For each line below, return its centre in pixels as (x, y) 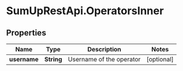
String (53, 59)
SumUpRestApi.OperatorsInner (85, 11)
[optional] (160, 59)
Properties (26, 33)
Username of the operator (104, 59)
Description (104, 49)
